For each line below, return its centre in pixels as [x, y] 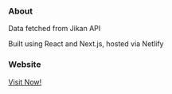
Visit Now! [25, 82]
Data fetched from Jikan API [55, 29]
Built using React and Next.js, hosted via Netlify [86, 44]
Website [25, 65]
